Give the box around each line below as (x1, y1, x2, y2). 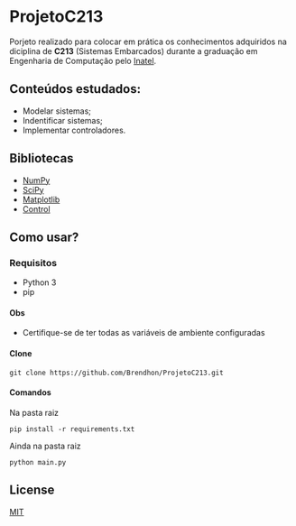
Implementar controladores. (22, 125, 126, 135)
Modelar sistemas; (22, 106, 92, 116)
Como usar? (9, 229, 79, 245)
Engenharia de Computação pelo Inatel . (9, 55, 157, 66)
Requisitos (9, 256, 57, 269)
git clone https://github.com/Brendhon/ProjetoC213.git (9, 368, 224, 377)
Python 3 (22, 277, 57, 288)
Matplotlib (22, 194, 60, 205)
